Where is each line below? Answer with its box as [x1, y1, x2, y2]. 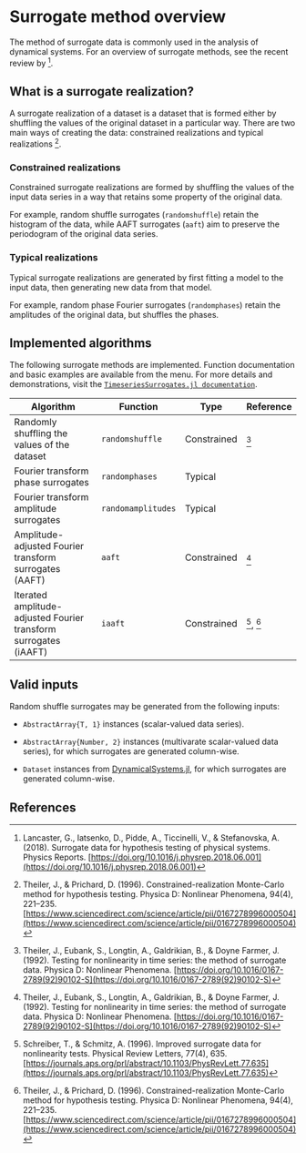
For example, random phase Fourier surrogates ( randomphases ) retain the [9, 299, 280, 311]
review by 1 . [9, 56, 54, 68]
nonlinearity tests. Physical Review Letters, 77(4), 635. [22, 1048, 228, 1059]
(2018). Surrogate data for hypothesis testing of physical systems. [22, 842, 271, 853]
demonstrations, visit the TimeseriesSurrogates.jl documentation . [9, 379, 258, 390]
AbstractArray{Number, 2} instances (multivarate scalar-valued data [22, 736, 280, 748]
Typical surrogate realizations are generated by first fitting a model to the [9, 271, 284, 283]
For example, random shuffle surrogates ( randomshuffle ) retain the [9, 209, 260, 220]
